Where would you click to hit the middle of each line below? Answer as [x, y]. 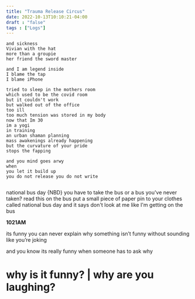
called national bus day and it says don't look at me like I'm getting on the [95, 205]
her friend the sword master [42, 59]
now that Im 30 [25, 120]
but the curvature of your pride [47, 146]
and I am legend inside [35, 69]
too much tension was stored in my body [56, 115]
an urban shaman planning [37, 136]
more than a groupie [31, 54]
